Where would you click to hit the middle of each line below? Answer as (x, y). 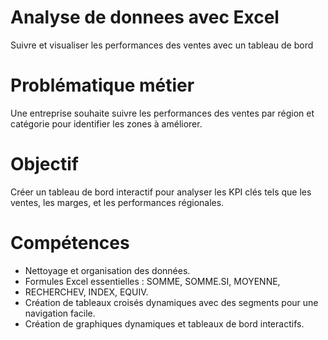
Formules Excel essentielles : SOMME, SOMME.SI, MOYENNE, (152, 281)
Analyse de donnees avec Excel (145, 17)
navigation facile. (60, 313)
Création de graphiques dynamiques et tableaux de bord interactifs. (164, 323)
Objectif (44, 164)
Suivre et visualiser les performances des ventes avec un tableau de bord (162, 45)
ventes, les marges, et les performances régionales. (117, 202)
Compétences (70, 243)
